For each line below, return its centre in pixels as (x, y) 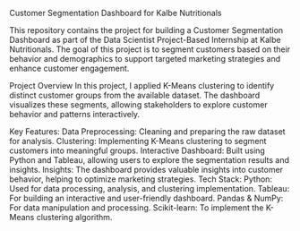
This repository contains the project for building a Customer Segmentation (146, 30)
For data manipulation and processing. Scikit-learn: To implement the (137, 208)
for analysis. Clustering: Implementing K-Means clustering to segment (138, 141)
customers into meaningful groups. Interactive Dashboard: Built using (137, 150)
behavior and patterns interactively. (75, 114)
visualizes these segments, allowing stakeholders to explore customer (138, 105)
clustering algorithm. (74, 217)
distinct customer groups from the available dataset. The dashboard (135, 95)
